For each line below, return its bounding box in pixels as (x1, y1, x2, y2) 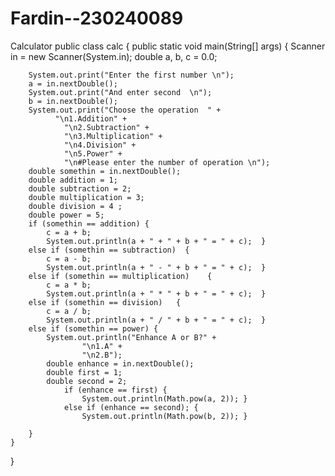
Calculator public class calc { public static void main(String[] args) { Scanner (10, 40, 326, 52)
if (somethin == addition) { (28, 218, 150, 229)
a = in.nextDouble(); (28, 78, 118, 89)
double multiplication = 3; (28, 192, 145, 202)
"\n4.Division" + (63, 140, 137, 150)
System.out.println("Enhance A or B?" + (46, 332, 217, 342)
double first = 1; (46, 367, 123, 377)
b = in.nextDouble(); (28, 96, 118, 106)
